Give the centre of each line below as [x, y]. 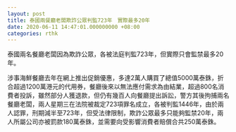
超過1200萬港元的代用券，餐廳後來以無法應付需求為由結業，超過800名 [116, 87]
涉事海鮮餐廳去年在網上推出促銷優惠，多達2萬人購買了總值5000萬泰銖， [113, 78]
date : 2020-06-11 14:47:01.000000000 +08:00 [74, 27]
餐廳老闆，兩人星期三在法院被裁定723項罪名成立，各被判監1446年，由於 [113, 104]
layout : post [26, 14]
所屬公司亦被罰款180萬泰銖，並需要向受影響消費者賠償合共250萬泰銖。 [117, 122]
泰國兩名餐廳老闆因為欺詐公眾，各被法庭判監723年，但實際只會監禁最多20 [116, 54]
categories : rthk [33, 33]
